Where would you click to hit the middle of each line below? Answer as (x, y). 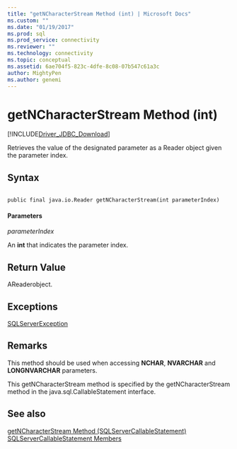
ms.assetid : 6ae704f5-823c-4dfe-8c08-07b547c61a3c (83, 66)
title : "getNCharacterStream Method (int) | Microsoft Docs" (99, 14)
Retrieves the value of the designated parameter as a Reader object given (115, 148)
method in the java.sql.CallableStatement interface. (82, 391)
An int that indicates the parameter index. (68, 245)
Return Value (36, 267)
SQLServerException (38, 323)
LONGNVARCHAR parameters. (52, 370)
